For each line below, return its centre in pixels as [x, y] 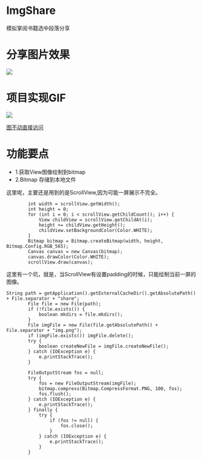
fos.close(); [77, 426]
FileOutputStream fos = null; [66, 373]
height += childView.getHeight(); [82, 225]
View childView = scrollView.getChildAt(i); [96, 220]
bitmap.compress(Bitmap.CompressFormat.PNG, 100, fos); [110, 388]
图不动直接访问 [25, 127]
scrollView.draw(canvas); [61, 262]
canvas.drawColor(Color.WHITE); [69, 257]
